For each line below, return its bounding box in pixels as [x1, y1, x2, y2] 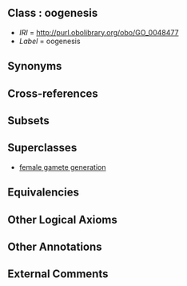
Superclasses [7, 141, 78, 155]
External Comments [7, 268, 109, 281]
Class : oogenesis [7, 6, 98, 20]
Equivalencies [7, 186, 79, 199]
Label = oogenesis [18, 36, 81, 46]
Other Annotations [7, 240, 102, 253]
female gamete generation [18, 162, 106, 171]
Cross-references [7, 87, 99, 100]
